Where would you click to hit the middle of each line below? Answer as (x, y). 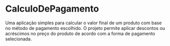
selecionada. (19, 39)
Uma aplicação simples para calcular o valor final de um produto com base (83, 23)
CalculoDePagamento (52, 9)
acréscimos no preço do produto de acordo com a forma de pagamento (80, 33)
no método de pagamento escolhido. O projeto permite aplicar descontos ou (85, 28)
